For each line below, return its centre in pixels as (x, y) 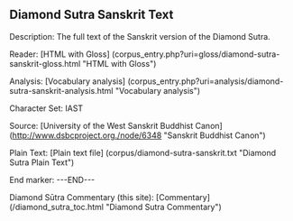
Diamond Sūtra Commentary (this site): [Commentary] (110, 197)
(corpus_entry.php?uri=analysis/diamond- (206, 81)
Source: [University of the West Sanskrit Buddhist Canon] (116, 125)
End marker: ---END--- (52, 180)
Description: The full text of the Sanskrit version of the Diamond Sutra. (140, 36)
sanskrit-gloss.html (45, 63)
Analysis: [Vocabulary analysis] (68, 81)
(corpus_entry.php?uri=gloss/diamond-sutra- (196, 54)
